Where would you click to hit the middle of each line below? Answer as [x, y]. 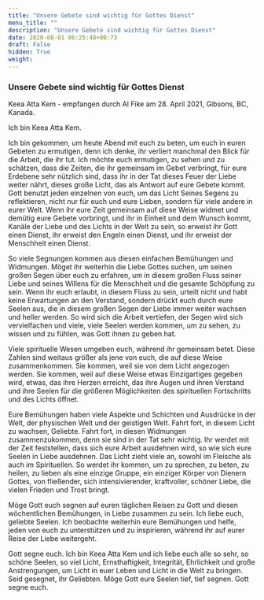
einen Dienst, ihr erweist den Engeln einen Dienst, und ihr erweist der [120, 235]
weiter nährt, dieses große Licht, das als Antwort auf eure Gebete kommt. [127, 185]
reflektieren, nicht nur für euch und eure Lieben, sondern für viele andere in [130, 202]
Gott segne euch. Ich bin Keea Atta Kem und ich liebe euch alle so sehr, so [128, 554]
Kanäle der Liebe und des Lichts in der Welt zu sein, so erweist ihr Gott [123, 227]
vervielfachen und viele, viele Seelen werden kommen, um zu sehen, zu [125, 326]
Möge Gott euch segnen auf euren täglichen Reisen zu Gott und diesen [123, 506]
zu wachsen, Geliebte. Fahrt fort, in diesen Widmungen [97, 431]
